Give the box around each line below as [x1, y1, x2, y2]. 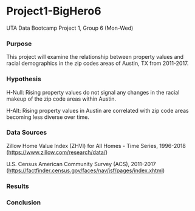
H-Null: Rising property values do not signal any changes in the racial [6, 89, 180, 96]
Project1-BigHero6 [6, 4, 101, 18]
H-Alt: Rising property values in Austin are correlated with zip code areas [6, 107, 190, 114]
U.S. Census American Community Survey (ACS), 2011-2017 [6, 160, 156, 167]
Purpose [6, 39, 32, 48]
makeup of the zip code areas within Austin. [6, 95, 117, 102]
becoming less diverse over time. [6, 113, 89, 121]
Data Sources [6, 129, 47, 137]
